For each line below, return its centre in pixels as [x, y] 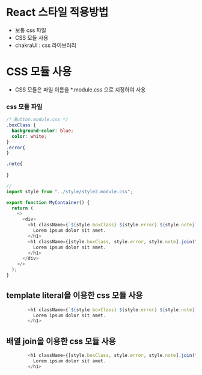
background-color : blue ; [43, 131]
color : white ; [29, 136]
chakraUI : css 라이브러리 [45, 45]
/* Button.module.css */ [37, 120]
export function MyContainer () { [48, 202]
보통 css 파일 [30, 30]
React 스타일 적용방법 [57, 12]
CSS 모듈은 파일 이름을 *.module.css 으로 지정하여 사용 [80, 89]
